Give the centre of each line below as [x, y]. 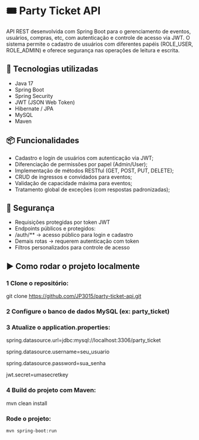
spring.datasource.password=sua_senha [56, 363]
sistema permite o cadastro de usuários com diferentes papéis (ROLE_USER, [100, 44]
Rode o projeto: [29, 419]
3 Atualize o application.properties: [59, 327]
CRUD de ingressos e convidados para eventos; [73, 177]
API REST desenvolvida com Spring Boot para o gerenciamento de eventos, [99, 31]
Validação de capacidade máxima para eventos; [73, 183]
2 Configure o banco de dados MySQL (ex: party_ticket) [88, 311]
